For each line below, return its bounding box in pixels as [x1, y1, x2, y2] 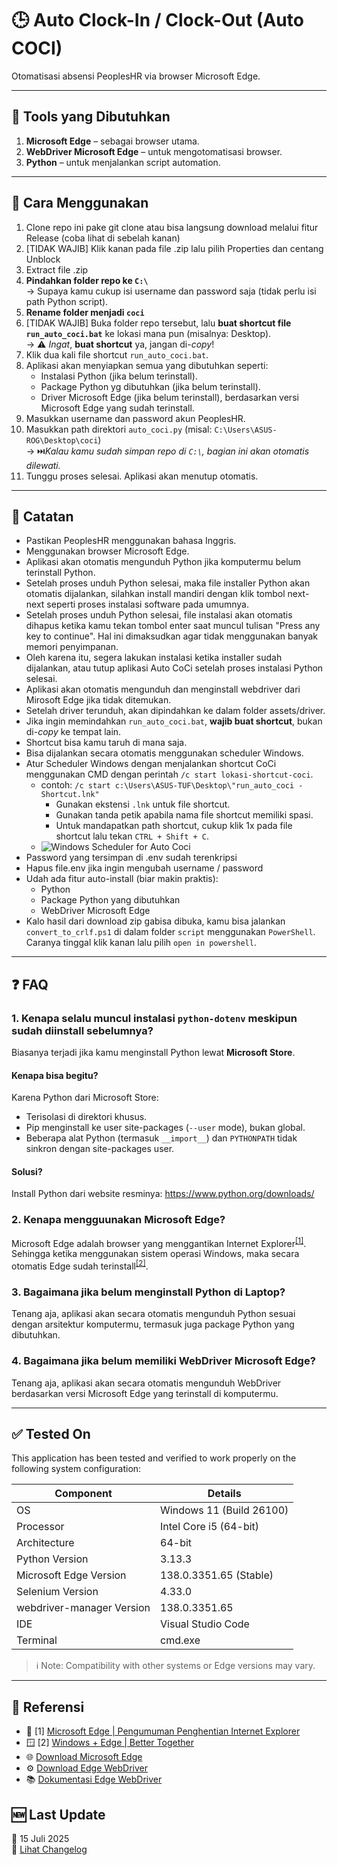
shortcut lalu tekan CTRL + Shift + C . [55, 830, 209, 842]
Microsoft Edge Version [16, 1568, 127, 1582]
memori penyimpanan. [25, 641, 119, 653]
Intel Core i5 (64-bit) [160, 1520, 260, 1534]
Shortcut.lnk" [40, 790, 100, 800]
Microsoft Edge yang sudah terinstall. [40, 402, 195, 414]
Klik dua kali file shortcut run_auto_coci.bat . [25, 348, 209, 361]
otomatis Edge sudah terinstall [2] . [11, 1258, 149, 1272]
